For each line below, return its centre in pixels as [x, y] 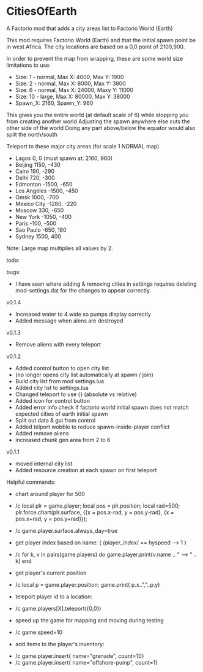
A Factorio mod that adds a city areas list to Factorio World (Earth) [90, 28]
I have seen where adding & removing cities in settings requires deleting [106, 284]
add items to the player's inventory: [60, 644]
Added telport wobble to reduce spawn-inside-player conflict [92, 427]
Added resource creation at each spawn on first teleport [86, 470]
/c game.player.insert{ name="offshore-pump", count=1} [86, 662]
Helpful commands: [31, 482]
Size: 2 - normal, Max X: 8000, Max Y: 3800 [71, 83]
